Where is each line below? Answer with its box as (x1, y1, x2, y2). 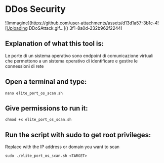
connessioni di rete (5, 63, 44, 69)
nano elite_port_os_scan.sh (5, 91, 63, 96)
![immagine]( (5, 20, 31, 26)
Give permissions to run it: (5, 104, 88, 112)
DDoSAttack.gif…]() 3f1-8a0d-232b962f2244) (29, 25, 123, 31)
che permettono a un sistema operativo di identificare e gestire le (5, 58, 138, 64)
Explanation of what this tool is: (5, 40, 104, 48)
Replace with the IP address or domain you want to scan (5, 144, 120, 150)
